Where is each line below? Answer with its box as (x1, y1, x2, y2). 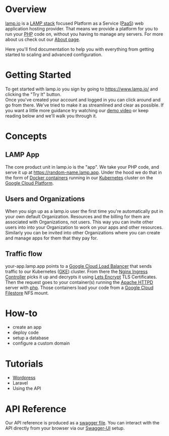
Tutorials (5, 358, 43, 369)
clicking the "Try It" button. (5, 91, 62, 97)
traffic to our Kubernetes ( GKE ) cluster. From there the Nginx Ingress (5, 268, 148, 274)
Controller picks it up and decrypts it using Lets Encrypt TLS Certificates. (5, 274, 157, 280)
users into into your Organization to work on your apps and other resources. (5, 224, 163, 230)
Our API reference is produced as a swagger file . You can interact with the (5, 420, 160, 426)
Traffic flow (5, 250, 42, 258)
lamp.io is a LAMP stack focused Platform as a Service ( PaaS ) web (5, 20, 144, 26)
